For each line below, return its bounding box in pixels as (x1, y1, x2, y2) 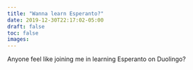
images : (7, 36, 30, 43)
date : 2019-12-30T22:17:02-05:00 (7, 17, 104, 24)
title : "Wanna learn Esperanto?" (7, 10, 104, 17)
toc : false (7, 29, 39, 37)
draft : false (7, 23, 45, 30)
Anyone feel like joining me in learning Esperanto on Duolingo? (7, 55, 186, 63)
